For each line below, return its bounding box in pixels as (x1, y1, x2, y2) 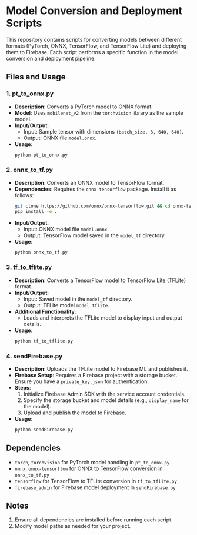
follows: (14, 191, 34, 198)
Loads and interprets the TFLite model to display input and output (23, 314, 182, 321)
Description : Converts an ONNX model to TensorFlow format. (14, 179, 165, 186)
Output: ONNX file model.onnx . (23, 134, 97, 141)
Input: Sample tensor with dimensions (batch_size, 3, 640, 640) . (23, 128, 184, 135)
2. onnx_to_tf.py (6, 166, 53, 174)
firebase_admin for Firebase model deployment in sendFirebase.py (14, 484, 176, 491)
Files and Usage (6, 72, 66, 82)
